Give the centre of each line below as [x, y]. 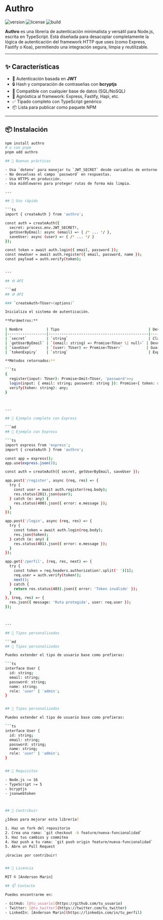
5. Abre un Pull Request [30, 846]
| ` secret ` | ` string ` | [78, 338]
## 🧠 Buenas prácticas [28, 161]
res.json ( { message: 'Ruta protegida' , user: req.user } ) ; [70, 602]
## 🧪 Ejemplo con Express [31, 432]
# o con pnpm [18, 148]
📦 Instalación [26, 130]
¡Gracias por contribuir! [31, 855]
